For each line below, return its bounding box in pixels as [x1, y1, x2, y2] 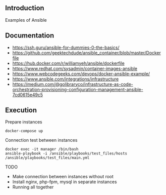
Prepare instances [5, 119, 43, 125]
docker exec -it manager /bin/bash [5, 147, 79, 152]
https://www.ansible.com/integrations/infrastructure [12, 76, 119, 82]
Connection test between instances [5, 137, 78, 143]
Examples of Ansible [5, 17, 47, 23]
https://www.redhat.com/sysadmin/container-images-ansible [12, 65, 138, 71]
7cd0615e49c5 [12, 91, 43, 98]
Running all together [12, 184, 54, 190]
